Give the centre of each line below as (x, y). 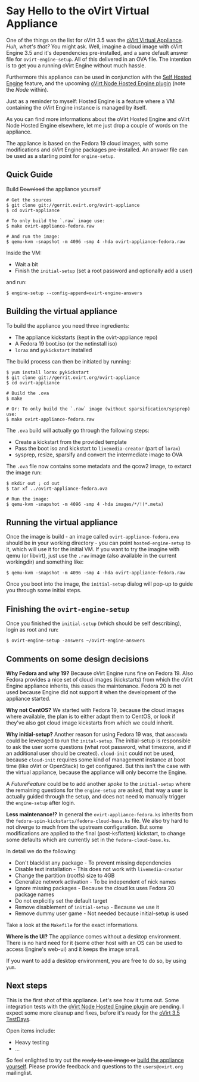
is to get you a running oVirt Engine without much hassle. (76, 65)
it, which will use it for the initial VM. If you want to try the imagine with (93, 549)
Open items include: (31, 1030)
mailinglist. (19, 1072)
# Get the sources (29, 200)
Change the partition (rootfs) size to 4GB (65, 875)
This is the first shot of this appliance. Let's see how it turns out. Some (93, 1000)
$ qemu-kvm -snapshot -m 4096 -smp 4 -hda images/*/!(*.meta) (85, 504)
